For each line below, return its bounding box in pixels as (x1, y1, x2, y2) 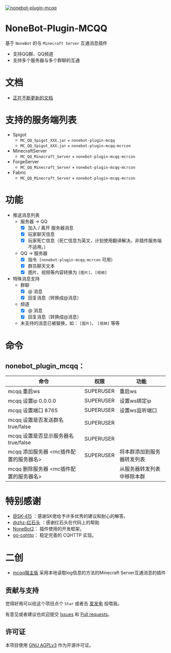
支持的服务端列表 (5, 114, 77, 126)
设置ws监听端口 (119, 407, 157, 414)
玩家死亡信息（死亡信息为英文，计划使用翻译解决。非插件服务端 (27, 237, 162, 244)
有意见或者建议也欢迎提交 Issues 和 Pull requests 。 (5, 611, 112, 617)
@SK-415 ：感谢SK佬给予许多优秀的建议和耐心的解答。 (12, 513, 128, 519)
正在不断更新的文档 (12, 95, 53, 101)
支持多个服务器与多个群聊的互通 (12, 57, 80, 63)
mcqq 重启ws (8, 388, 40, 395)
